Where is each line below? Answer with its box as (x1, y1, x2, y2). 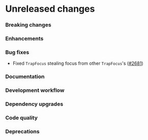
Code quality (5, 114, 38, 122)
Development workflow (5, 87, 65, 94)
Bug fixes (5, 49, 30, 56)
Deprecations (5, 128, 40, 135)
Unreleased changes (5, 3, 95, 15)
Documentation (5, 73, 45, 80)
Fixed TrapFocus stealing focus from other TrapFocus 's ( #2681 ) (12, 60, 144, 66)
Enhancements (5, 35, 44, 42)
